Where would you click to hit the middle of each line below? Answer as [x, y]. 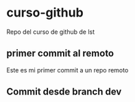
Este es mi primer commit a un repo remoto [67, 70]
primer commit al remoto [60, 53]
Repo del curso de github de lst [51, 32]
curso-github [45, 13]
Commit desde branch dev [64, 92]
